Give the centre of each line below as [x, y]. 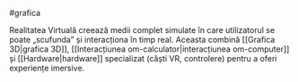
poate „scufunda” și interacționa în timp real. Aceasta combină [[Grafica [142, 40]
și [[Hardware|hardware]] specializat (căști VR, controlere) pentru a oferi [143, 58]
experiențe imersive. [47, 68]
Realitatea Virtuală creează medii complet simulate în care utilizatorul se [142, 30]
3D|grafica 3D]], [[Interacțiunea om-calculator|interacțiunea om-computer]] [149, 49]
